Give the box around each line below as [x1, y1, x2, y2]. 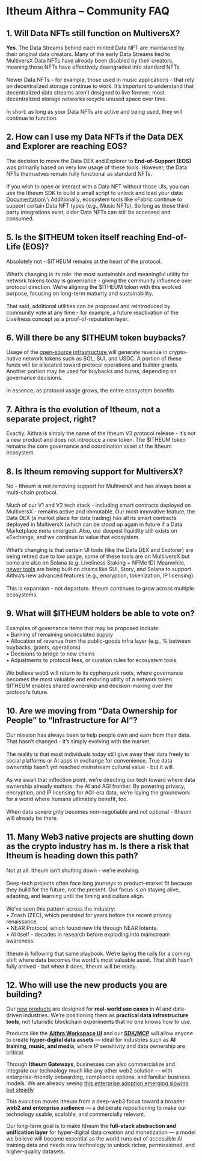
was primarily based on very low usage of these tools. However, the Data [6, 164, 188, 171]
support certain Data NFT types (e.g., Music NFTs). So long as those [6, 202, 176, 209]
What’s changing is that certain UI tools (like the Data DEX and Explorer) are [6, 546, 194, 554]
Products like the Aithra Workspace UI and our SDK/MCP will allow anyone [6, 1030, 194, 1037]
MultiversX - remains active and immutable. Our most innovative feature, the [6, 508, 195, 515]
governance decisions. [6, 374, 63, 382]
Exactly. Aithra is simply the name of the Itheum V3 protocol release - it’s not [6, 430, 196, 437]
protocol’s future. [6, 688, 49, 696]
